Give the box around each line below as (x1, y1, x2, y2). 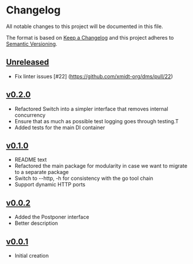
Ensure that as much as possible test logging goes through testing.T (14, 117, 179, 124)
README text (14, 156, 47, 164)
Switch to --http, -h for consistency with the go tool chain (14, 175, 154, 182)
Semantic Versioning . (6, 40, 57, 47)
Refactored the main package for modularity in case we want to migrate (14, 162, 188, 169)
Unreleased (6, 57, 50, 67)
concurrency (14, 112, 46, 119)
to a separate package (14, 169, 69, 176)
